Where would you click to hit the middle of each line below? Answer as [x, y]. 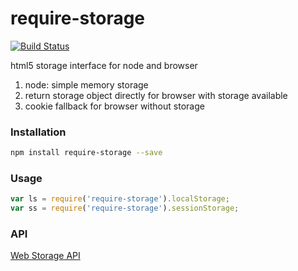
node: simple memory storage [86, 84]
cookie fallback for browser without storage [114, 106]
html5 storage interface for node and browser [104, 65]
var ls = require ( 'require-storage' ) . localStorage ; [120, 199]
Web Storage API [45, 256]
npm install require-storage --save [86, 153]
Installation [38, 132]
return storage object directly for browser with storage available [156, 95]
